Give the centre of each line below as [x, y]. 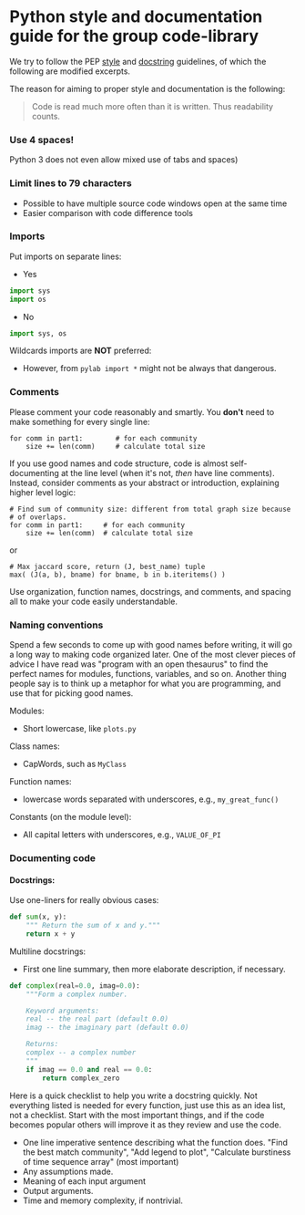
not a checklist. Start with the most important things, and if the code [137, 1115]
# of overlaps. [38, 517]
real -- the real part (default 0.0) [97, 1019]
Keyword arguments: [63, 1011]
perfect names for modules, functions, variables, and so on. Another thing [148, 674]
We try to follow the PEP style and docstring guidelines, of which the [138, 61]
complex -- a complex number [81, 1053]
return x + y [51, 934]
